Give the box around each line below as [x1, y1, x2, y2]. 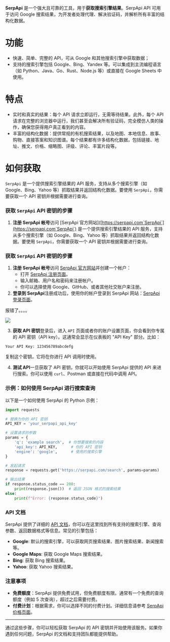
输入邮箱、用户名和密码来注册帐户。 [20, 277, 96, 283]
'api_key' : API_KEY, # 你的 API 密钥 [14, 444, 102, 449]
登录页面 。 [12, 297, 35, 303]
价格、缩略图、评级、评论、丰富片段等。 [34, 143, 119, 149]
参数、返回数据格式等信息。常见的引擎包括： [5, 527, 99, 533]
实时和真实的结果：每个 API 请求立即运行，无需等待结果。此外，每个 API [12, 111, 164, 117]
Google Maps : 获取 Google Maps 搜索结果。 [12, 551, 105, 557]
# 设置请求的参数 [5, 431, 36, 436]
